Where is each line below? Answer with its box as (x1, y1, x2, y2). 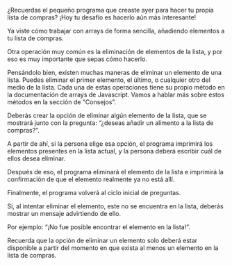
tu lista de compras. (7, 34, 64, 42)
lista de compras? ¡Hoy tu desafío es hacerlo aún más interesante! (7, 13, 197, 22)
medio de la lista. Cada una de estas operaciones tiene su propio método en (7, 83, 225, 91)
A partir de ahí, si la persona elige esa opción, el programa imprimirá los (7, 140, 213, 148)
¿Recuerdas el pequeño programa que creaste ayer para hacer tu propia (7, 6, 214, 14)
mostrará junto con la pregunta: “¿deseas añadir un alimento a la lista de (7, 119, 214, 127)
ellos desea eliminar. (7, 154, 66, 163)
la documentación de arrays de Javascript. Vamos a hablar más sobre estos (7, 90, 224, 99)
